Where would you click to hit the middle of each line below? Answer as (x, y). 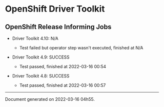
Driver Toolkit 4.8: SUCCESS (41, 76)
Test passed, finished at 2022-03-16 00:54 (63, 67)
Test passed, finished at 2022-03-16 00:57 (62, 85)
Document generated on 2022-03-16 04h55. (50, 99)
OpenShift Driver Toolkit (55, 9)
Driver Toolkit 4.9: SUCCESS (41, 57)
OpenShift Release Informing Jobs (58, 27)
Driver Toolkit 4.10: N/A (35, 38)
